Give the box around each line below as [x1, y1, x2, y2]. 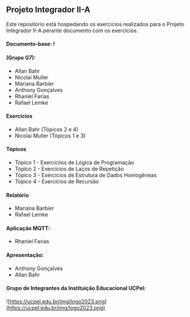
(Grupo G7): [6, 54, 36, 61]
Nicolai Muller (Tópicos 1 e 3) [14, 132, 86, 139]
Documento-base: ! [6, 40, 55, 48]
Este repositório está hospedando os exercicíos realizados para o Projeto [6, 20, 185, 27]
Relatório [6, 192, 30, 199]
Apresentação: [6, 252, 44, 259]
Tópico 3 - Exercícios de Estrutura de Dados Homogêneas [14, 172, 157, 179]
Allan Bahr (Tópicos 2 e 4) [14, 125, 79, 133]
